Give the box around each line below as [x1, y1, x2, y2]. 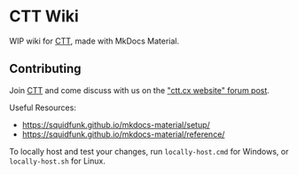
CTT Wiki [9, 6, 80, 27]
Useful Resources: [9, 102, 77, 113]
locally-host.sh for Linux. [9, 155, 106, 166]
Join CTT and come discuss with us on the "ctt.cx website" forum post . [9, 84, 271, 95]
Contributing [9, 61, 82, 76]
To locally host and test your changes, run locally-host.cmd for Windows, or [9, 146, 289, 156]
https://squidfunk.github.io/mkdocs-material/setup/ [21, 119, 210, 130]
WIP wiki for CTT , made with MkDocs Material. [9, 36, 180, 46]
